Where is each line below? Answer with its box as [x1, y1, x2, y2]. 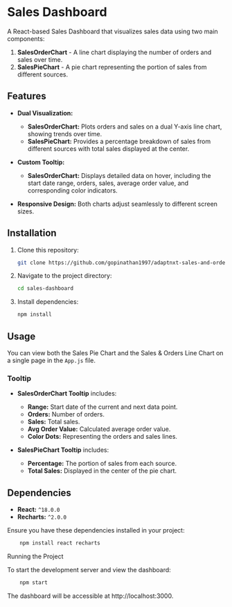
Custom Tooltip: [17, 158, 65, 166]
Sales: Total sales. [27, 418, 80, 426]
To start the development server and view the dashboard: [7, 565, 171, 574]
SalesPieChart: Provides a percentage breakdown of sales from [27, 137, 211, 145]
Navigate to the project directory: [17, 272, 112, 280]
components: [7, 34, 45, 42]
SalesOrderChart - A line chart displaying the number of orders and [17, 48, 212, 56]
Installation [7, 227, 57, 239]
